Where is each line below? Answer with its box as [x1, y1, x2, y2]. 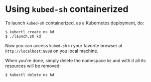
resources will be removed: [5, 63, 61, 69]
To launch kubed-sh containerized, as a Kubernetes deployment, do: [5, 20, 145, 26]
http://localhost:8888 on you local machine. [5, 48, 99, 54]
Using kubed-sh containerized [5, 3, 129, 15]
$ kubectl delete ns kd [5, 72, 55, 78]
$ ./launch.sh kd [5, 34, 41, 39]
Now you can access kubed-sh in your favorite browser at [5, 42, 123, 48]
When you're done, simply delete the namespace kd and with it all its [5, 57, 146, 63]
